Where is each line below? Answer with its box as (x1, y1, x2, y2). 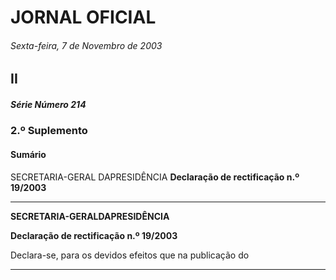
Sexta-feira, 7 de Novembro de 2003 (10, 39, 163, 51)
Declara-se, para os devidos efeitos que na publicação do (10, 249, 250, 261)
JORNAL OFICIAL (10, 6, 157, 29)
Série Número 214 (10, 98, 87, 110)
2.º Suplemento (10, 124, 88, 138)
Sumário (10, 148, 47, 160)
